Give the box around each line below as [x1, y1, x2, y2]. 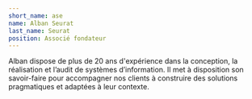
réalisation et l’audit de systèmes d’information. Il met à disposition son [8, 65, 244, 75]
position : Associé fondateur [8, 34, 107, 43]
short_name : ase [8, 11, 63, 20]
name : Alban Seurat [8, 19, 74, 27]
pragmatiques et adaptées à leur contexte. [8, 82, 149, 92]
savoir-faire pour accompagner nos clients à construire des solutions [8, 73, 238, 83]
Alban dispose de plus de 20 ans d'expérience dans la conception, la [8, 56, 238, 66]
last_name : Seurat [8, 27, 70, 35]
